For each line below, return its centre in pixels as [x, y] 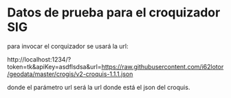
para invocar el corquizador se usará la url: [68, 46]
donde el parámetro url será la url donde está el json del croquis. [99, 87]
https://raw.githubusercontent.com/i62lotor [163, 66]
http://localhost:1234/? [39, 59]
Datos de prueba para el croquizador [114, 13]
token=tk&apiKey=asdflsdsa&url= [54, 66]
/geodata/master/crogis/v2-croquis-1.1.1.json [70, 74]
